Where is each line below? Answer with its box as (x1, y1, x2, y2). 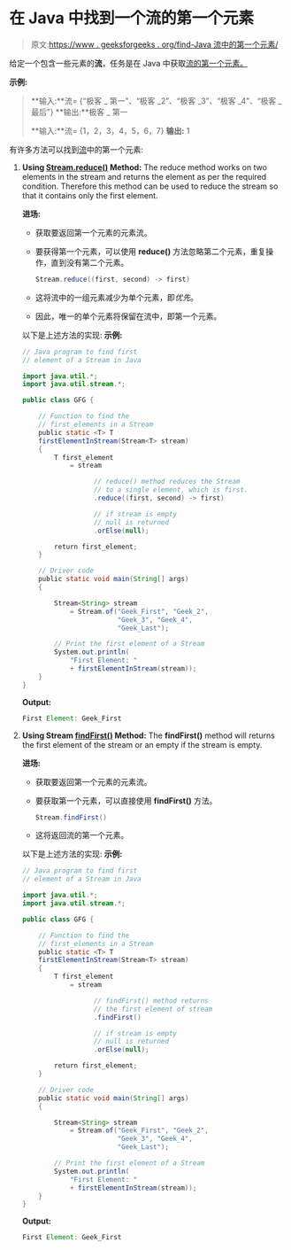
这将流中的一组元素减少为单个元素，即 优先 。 (34, 291, 199, 302)
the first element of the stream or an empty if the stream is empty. (21, 739, 263, 749)
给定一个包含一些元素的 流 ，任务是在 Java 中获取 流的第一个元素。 (9, 58, 249, 68)
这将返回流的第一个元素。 (34, 830, 129, 841)
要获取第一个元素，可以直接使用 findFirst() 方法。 (34, 795, 218, 806)
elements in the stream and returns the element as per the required (21, 171, 267, 182)
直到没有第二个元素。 (50, 257, 129, 268)
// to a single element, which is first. (93, 485, 249, 494)
